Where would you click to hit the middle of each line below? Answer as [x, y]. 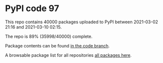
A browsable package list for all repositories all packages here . [69, 55]
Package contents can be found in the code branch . [58, 46]
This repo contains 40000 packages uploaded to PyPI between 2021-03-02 [81, 22]
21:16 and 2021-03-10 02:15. [34, 27]
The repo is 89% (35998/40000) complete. [49, 36]
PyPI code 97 [32, 8]
